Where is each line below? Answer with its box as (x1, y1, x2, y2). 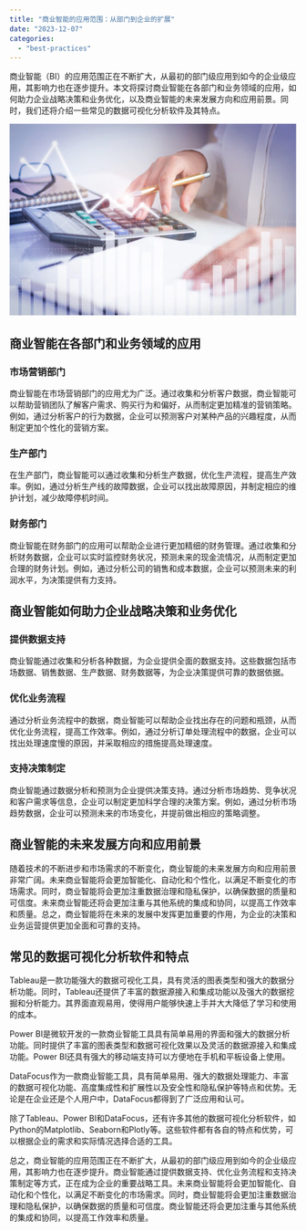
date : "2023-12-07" (9, 24, 84, 34)
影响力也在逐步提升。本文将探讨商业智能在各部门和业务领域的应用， (33, 82, 289, 93)
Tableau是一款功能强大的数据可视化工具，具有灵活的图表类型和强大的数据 (9, 975, 287, 986)
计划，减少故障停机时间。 (16, 493, 114, 504)
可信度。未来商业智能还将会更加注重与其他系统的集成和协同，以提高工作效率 (9, 897, 297, 908)
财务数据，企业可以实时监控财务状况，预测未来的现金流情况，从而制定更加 (16, 551, 297, 562)
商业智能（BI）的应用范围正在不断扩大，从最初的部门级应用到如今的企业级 (9, 71, 289, 82)
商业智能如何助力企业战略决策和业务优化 (9, 603, 237, 619)
